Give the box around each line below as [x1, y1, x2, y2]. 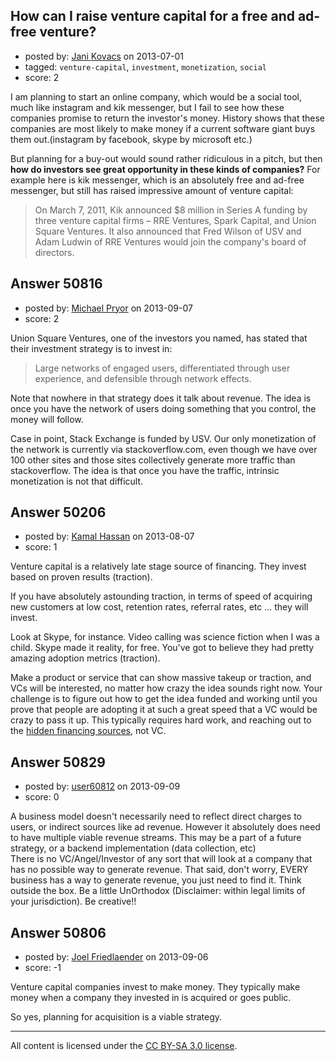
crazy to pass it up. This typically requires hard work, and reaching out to [10, 714, 312, 726]
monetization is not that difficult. [10, 475, 144, 487]
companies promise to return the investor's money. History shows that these [10, 112, 326, 124]
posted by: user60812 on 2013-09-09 [24, 780, 181, 793]
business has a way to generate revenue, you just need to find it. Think [10, 874, 302, 886]
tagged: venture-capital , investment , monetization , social [24, 60, 267, 73]
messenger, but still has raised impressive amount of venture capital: [10, 184, 294, 196]
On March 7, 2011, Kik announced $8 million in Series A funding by [34, 204, 308, 216]
